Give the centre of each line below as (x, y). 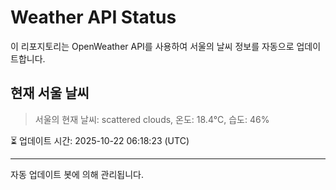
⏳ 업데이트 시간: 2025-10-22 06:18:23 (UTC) (100, 140)
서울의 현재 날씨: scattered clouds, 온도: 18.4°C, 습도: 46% (152, 119)
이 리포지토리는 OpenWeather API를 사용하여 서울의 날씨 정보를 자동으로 (152, 46)
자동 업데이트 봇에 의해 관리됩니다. (77, 174)
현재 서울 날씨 (50, 93)
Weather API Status (93, 17)
